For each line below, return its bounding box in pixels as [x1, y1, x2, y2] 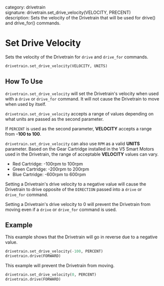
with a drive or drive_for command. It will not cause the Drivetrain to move [5, 95, 160, 101]
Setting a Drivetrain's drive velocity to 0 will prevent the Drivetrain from [5, 201, 151, 207]
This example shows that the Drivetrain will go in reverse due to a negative [5, 234, 158, 240]
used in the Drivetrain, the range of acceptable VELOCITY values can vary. [5, 151, 159, 157]
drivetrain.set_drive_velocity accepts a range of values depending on [5, 110, 154, 116]
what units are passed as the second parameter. [5, 116, 104, 122]
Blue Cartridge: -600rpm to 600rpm [12, 171, 86, 177]
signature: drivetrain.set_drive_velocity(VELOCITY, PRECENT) [5, 9, 131, 15]
